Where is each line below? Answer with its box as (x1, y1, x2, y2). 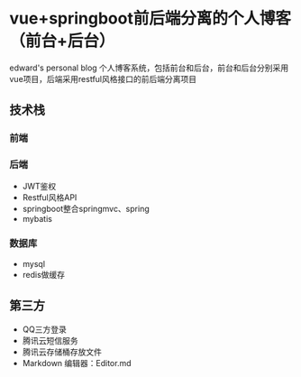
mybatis (22, 213, 52, 224)
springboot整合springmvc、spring (22, 203, 150, 214)
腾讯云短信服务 (22, 335, 78, 345)
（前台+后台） (9, 31, 115, 51)
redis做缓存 (22, 269, 66, 280)
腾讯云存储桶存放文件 (22, 346, 102, 357)
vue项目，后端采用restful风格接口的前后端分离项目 (9, 73, 196, 84)
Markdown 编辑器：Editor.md (22, 357, 132, 368)
